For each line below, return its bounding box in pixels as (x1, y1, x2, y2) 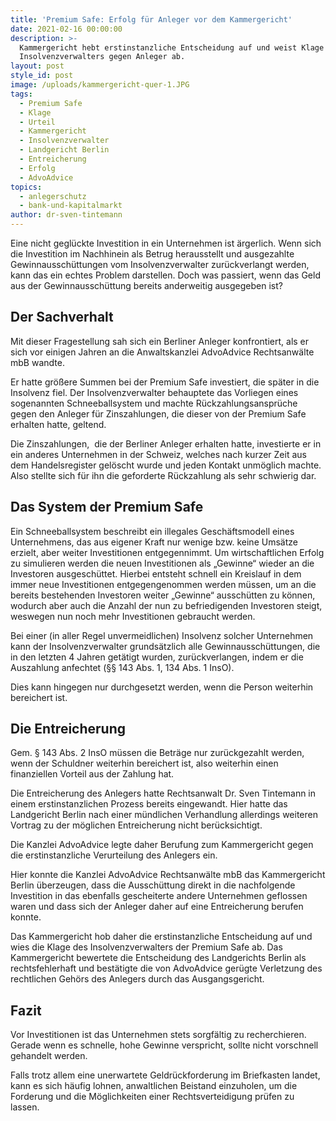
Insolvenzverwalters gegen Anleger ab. (19, 52, 186, 62)
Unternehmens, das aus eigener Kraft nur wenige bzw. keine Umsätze (10, 536, 298, 548)
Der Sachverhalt (10, 309, 114, 326)
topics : (10, 182, 43, 192)
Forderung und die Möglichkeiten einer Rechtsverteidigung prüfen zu (10, 1091, 295, 1103)
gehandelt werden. (10, 1050, 88, 1062)
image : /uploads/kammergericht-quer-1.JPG (10, 80, 190, 90)
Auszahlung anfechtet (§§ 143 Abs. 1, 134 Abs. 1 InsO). (10, 661, 235, 673)
